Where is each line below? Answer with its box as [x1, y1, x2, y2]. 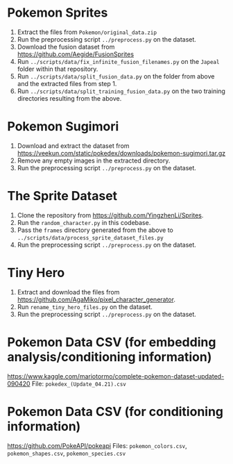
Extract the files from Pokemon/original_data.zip [17, 28, 157, 36]
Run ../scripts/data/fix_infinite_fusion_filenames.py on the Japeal [17, 57, 220, 65]
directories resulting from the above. [17, 94, 122, 102]
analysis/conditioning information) [7, 349, 212, 365]
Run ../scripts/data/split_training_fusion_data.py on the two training [17, 87, 225, 95]
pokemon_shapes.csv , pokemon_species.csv [7, 449, 126, 457]
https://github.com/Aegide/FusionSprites [17, 50, 134, 58]
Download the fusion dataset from [17, 42, 115, 51]
